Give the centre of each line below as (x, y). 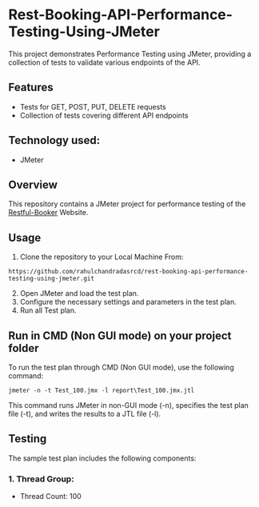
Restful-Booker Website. (48, 213)
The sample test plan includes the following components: (102, 458)
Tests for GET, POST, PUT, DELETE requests (93, 106)
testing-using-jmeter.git (51, 279)
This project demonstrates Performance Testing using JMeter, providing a (130, 54)
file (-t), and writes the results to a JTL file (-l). (85, 414)
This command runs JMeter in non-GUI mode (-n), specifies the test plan (129, 405)
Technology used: (54, 140)
